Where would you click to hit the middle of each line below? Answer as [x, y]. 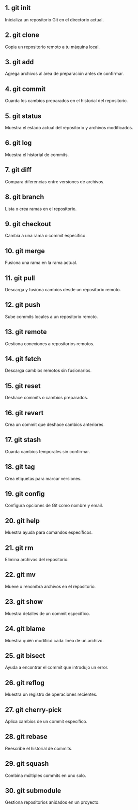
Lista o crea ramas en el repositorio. [41, 209]
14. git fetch [23, 359]
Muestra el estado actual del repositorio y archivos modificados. [69, 128]
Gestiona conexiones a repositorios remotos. [50, 343]
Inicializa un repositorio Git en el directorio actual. [54, 19]
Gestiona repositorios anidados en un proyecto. [53, 802]
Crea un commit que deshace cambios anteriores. [55, 424]
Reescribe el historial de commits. [39, 748]
